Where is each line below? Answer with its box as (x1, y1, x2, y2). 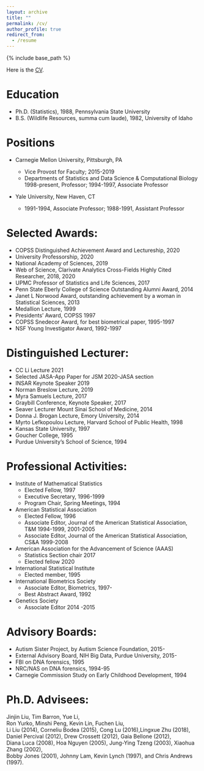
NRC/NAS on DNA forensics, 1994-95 (15, 664, 110, 672)
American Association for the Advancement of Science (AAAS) (15, 545, 174, 552)
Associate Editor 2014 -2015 (24, 603, 96, 610)
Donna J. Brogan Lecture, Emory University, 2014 (15, 412, 139, 419)
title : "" (6, 15, 32, 21)
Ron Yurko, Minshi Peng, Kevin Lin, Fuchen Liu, (6, 720, 125, 727)
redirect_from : (6, 32, 45, 38)
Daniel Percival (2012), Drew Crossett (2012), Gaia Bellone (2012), (6, 732, 172, 740)
